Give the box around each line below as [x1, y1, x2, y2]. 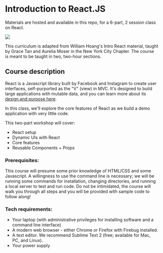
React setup [12, 129, 36, 135]
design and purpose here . [5, 96, 57, 101]
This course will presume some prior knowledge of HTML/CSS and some [5, 168, 151, 174]
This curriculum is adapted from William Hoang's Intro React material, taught [5, 43, 159, 49]
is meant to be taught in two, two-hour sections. [5, 53, 102, 59]
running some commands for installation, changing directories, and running [5, 178, 156, 184]
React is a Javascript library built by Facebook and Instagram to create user [5, 80, 157, 86]
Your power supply [12, 243, 50, 249]
